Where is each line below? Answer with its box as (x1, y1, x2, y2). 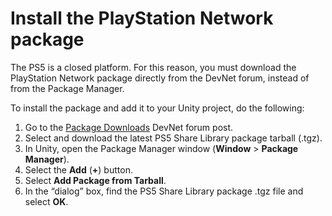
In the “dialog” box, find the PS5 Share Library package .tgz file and (24, 185, 304, 197)
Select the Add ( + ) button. (24, 163, 133, 176)
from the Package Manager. (10, 82, 125, 94)
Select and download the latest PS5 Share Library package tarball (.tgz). (24, 132, 323, 144)
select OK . (24, 195, 69, 207)
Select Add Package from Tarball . (24, 174, 167, 186)
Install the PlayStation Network (10, 7, 274, 30)
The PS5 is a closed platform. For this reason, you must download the (10, 61, 297, 73)
